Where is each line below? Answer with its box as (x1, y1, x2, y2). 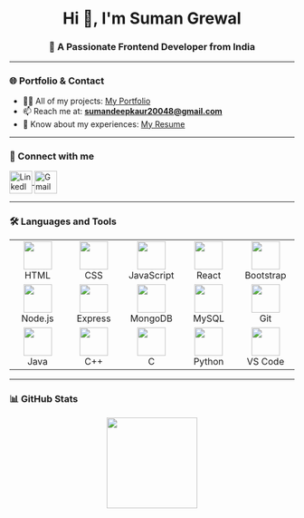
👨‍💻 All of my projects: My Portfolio (22, 95, 151, 106)
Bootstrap (244, 269, 287, 282)
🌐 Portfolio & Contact (9, 74, 105, 87)
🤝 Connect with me (9, 150, 95, 162)
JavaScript (128, 269, 175, 282)
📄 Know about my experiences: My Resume (22, 118, 185, 130)
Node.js (21, 312, 54, 325)
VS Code (246, 356, 285, 368)
